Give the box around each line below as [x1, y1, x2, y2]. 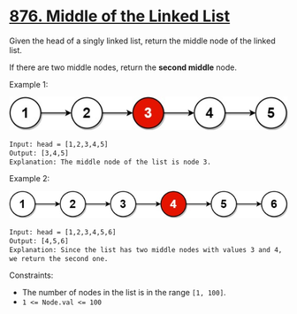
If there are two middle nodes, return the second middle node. [9, 62, 237, 73]
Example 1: [9, 79, 49, 89]
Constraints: [9, 270, 54, 280]
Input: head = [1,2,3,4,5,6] [9, 228, 117, 237]
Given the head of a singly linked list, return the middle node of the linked [9, 35, 276, 46]
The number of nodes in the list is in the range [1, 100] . [21, 287, 227, 298]
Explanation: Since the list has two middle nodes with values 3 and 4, [9, 246, 283, 255]
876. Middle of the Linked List [9, 6, 231, 27]
